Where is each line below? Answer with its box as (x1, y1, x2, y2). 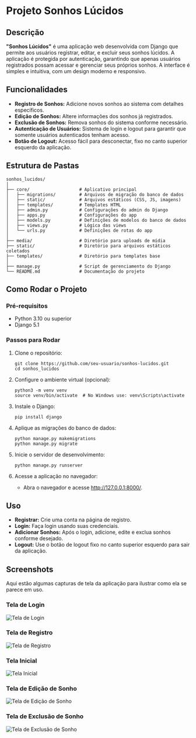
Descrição (6, 28, 44, 37)
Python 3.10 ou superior (14, 315, 72, 322)
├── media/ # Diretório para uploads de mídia (6, 238, 166, 243)
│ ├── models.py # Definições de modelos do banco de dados (6, 217, 187, 223)
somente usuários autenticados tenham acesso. (14, 131, 130, 138)
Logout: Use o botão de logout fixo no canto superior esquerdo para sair (14, 541, 190, 548)
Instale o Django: (14, 403, 55, 410)
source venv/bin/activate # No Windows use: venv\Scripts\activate (14, 392, 185, 399)
